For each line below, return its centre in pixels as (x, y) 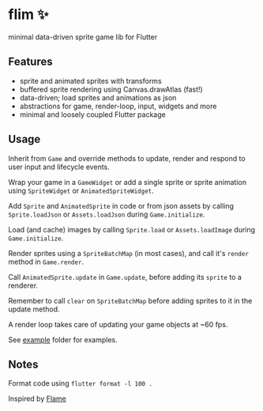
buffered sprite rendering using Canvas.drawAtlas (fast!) (111, 89)
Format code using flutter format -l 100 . (80, 383)
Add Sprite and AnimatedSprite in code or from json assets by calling (121, 205)
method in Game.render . (46, 262)
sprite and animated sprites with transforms (90, 81)
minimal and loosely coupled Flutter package (92, 114)
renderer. (23, 285)
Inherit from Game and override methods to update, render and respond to (127, 158)
